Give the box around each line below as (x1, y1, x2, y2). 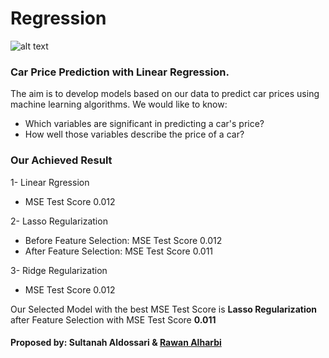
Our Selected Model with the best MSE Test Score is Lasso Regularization (10, 303, 317, 315)
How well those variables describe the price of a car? (24, 128, 245, 141)
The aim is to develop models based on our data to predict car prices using (10, 88, 320, 100)
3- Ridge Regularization (10, 264, 108, 276)
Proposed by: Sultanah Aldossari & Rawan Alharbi (10, 337, 222, 349)
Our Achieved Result (10, 153, 113, 167)
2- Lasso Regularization (10, 215, 108, 227)
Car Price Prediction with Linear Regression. (10, 65, 230, 79)
